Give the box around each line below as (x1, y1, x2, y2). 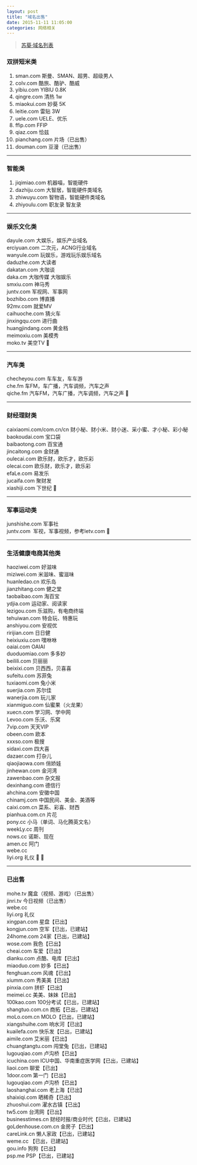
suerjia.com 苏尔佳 (6, 687, 52, 694)
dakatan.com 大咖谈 (6, 266, 55, 273)
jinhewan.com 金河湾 (6, 767, 57, 774)
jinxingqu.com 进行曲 (6, 317, 58, 325)
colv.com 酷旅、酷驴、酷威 (15, 80, 80, 87)
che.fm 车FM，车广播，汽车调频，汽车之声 (6, 383, 110, 390)
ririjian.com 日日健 (6, 630, 51, 637)
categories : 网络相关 (6, 25, 56, 31)
